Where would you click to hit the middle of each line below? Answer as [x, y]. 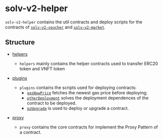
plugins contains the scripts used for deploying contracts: [78, 87]
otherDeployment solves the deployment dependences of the [88, 98]
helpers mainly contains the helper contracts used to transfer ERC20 [89, 63]
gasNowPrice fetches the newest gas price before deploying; [87, 92]
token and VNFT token [42, 69]
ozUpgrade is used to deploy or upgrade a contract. [78, 108]
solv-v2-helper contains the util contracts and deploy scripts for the [74, 22]
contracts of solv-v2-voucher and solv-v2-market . [55, 27]
